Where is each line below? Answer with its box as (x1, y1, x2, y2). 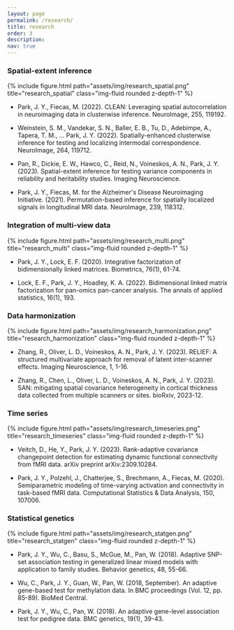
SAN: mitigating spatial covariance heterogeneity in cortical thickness (17, 383, 218, 392)
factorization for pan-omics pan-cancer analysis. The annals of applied (17, 286, 223, 294)
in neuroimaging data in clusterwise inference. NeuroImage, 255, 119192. (17, 110, 226, 119)
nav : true (7, 43, 36, 50)
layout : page (7, 10, 45, 17)
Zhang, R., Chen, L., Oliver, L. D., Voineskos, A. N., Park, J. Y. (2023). (17, 376, 215, 384)
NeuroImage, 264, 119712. (17, 146, 92, 155)
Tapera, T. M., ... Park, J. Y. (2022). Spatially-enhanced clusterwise (17, 131, 211, 140)
